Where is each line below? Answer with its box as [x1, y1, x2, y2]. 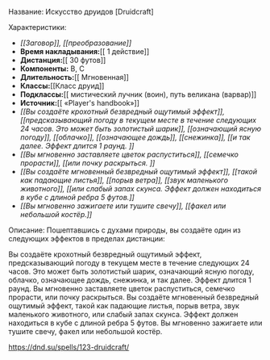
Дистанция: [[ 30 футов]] [19, 56, 106, 65]
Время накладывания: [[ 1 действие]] [19, 47, 150, 56]
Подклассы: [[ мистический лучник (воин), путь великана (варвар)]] [19, 90, 257, 99]
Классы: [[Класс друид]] [19, 81, 105, 90]
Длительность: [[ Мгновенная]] [19, 73, 129, 82]
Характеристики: [8, 23, 67, 31]
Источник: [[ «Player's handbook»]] [19, 98, 139, 107]
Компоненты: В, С [19, 64, 85, 73]
